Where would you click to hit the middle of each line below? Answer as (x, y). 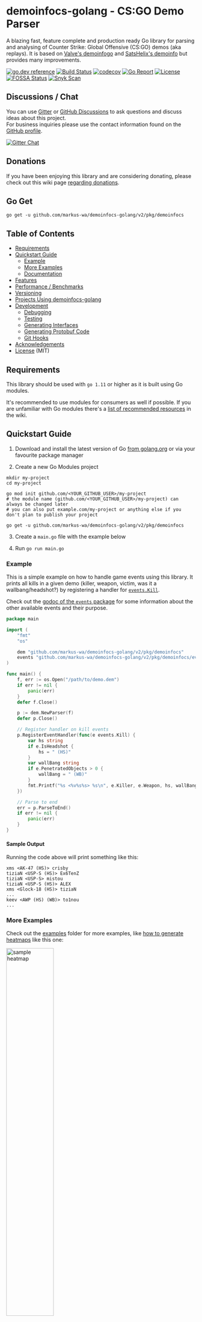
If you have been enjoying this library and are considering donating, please (99, 176)
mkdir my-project (28, 478)
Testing (33, 319)
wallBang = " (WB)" (63, 774)
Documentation (43, 274)
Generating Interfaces (51, 325)
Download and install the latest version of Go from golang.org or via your (105, 448)
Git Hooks (36, 338)
